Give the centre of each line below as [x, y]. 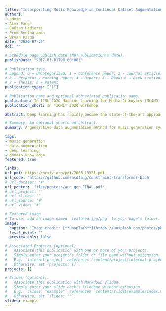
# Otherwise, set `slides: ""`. [41, 296]
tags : [11, 137]
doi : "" [13, 46]
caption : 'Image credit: [35, 228]
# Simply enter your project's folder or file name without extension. [83, 255]
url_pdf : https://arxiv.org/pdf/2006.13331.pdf [55, 173]
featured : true [21, 159]
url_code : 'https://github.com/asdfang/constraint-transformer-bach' [78, 178]
